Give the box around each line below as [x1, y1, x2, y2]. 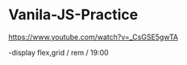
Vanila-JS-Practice [8, 6, 139, 24]
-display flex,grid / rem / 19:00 [8, 47, 109, 57]
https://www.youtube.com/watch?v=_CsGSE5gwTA [8, 32, 179, 42]
